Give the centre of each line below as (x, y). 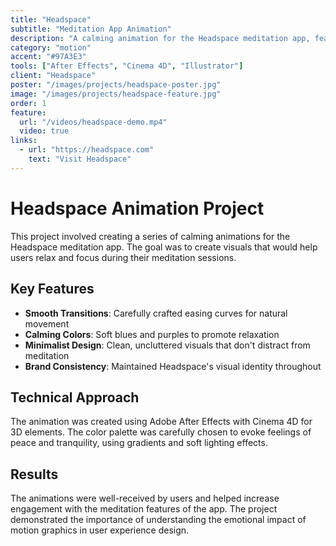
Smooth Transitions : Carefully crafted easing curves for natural (156, 313)
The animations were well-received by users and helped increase (145, 498)
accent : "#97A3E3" (48, 57)
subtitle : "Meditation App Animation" (91, 29)
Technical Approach (75, 397)
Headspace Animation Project (137, 208)
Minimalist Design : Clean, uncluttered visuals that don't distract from (167, 345)
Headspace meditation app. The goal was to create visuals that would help (164, 247)
